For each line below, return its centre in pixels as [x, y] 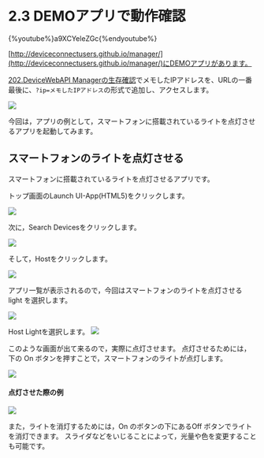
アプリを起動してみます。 [56, 131]
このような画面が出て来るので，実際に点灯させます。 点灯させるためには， [129, 348]
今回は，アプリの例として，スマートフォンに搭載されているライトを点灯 [125, 121]
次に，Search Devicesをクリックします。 [75, 227]
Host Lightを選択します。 [49, 331]
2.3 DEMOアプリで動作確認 [97, 16]
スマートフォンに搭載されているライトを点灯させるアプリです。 [111, 179]
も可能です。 [29, 445]
